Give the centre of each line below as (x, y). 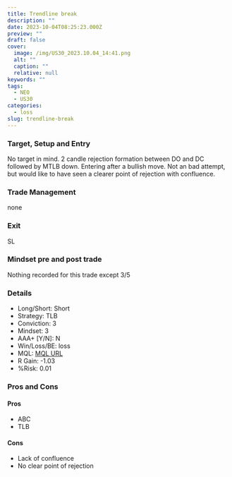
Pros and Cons (33, 387)
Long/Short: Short (44, 308)
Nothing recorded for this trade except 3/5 (69, 274)
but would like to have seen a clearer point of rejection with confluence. (111, 174)
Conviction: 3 (37, 324)
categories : (25, 106)
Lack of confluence (45, 459)
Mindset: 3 (33, 331)
